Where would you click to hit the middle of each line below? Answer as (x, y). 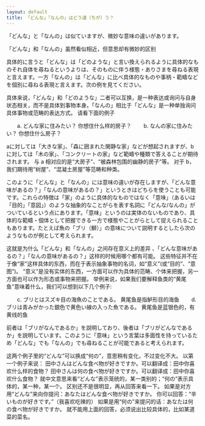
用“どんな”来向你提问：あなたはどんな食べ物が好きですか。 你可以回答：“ (99, 394)
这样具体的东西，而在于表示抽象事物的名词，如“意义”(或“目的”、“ (109, 263)
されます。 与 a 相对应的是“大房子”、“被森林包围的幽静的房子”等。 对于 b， (101, 162)
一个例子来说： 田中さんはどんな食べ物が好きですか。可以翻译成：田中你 (98, 363)
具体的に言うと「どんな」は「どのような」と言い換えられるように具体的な (100, 62)
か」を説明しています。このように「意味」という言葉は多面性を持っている (99, 335)
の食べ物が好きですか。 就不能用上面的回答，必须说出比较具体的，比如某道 (101, 409)
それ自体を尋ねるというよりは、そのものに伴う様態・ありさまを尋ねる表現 (105, 69)
